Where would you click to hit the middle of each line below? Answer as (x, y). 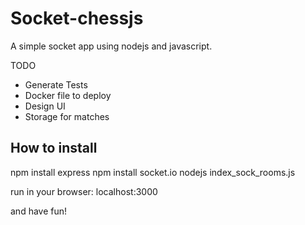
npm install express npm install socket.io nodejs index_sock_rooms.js (153, 172)
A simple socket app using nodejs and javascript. (111, 46)
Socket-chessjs (77, 18)
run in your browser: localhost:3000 (84, 191)
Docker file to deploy (68, 95)
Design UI (45, 106)
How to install (54, 148)
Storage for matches (67, 116)
